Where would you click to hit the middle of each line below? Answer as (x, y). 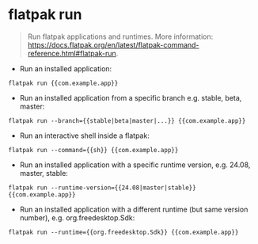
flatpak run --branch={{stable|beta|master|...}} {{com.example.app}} (127, 120)
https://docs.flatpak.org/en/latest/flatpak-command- (113, 44)
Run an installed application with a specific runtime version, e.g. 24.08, (135, 165)
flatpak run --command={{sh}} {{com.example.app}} (93, 150)
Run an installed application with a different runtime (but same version (134, 209)
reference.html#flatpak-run (72, 53)
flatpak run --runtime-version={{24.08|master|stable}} (102, 188)
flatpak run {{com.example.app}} (63, 83)
